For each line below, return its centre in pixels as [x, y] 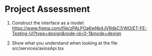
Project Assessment [47, 9]
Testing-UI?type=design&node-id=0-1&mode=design [67, 33]
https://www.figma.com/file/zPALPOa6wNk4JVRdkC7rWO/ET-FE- [79, 28]
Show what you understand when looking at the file [65, 43]
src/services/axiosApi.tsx [38, 48]
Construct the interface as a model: [48, 23]
